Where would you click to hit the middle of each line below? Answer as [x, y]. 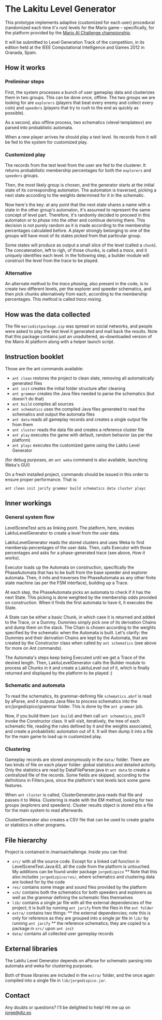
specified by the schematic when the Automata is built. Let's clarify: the [76, 632]
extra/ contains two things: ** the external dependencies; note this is [81, 913]
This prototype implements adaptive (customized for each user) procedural [80, 22]
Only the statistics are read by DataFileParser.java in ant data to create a [77, 770]
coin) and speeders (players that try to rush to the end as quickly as [72, 107]
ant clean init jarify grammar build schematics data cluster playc [75, 488]
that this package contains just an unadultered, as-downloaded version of [79, 337]
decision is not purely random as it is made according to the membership [78, 225]
